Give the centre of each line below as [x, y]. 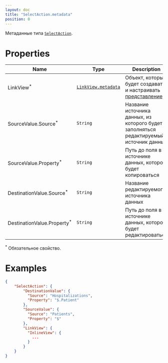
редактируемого [145, 189]
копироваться [142, 175]
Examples [26, 268]
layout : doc [17, 10]
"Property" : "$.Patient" [53, 300]
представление [144, 96]
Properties [27, 53]
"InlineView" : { [44, 333]
